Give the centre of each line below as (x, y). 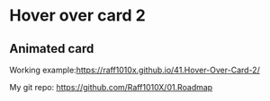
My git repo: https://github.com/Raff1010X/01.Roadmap (111, 87)
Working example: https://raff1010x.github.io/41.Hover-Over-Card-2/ (135, 70)
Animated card (52, 49)
